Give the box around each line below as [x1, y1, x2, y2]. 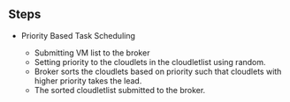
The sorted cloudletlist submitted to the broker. [34, 84, 206, 95]
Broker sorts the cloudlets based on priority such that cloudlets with [34, 66, 282, 76]
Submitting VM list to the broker [34, 47, 150, 58]
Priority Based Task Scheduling [20, 30, 136, 40]
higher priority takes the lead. [34, 75, 142, 86]
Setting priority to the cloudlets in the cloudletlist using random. [34, 56, 266, 67]
